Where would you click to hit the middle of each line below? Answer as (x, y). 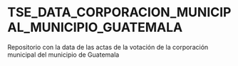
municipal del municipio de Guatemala (63, 55)
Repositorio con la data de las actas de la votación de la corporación (108, 47)
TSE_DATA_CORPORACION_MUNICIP (119, 12)
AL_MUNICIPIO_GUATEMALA (95, 27)
